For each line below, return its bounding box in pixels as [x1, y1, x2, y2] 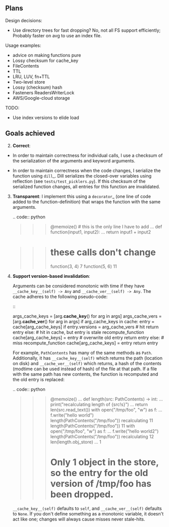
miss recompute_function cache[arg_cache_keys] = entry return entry [12, 340, 158, 346]
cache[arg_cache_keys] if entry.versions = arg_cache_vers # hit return [12, 324, 159, 330]
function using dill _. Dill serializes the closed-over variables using [12, 172, 152, 179]
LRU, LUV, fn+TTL [12, 73, 50, 80]
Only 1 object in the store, [50, 456, 159, 468]
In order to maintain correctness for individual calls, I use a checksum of [12, 152, 163, 158]
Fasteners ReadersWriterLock [12, 89, 75, 95]
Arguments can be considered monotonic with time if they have [12, 282, 145, 289]
